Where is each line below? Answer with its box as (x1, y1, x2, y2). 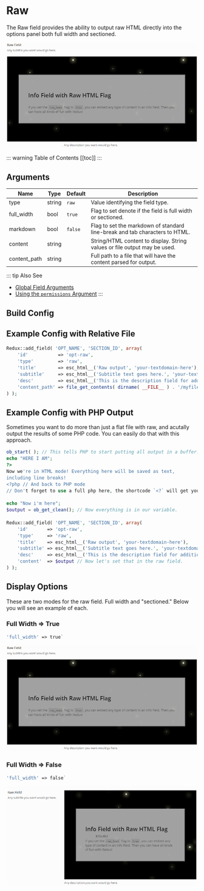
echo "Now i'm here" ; (6, 500, 61, 506)
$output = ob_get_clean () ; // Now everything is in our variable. (6, 507, 178, 513)
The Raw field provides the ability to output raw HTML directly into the (6, 24, 182, 31)
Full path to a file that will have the (90, 252, 176, 259)
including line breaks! (6, 475, 67, 481)
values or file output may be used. (90, 243, 176, 250)
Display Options (6, 581, 68, 592)
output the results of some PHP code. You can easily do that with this (6, 430, 180, 438)
